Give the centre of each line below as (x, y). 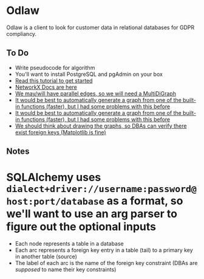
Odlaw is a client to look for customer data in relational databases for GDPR (100, 27)
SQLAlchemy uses (54, 177)
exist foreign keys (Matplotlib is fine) (60, 132)
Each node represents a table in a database (70, 244)
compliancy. (22, 33)
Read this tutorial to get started (54, 80)
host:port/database (55, 201)
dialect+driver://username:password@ (102, 189)
